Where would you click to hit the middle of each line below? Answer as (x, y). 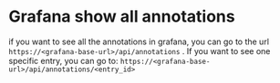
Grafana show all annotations (122, 17)
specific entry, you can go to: (63, 60)
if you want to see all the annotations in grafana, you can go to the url (139, 41)
